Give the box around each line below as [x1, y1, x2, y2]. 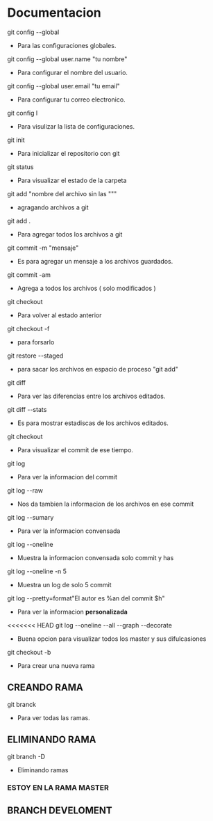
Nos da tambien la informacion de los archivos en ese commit [17, 500, 194, 508]
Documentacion [7, 5, 102, 21]
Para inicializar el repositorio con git [17, 149, 120, 157]
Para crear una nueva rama [17, 661, 95, 669]
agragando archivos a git [17, 203, 89, 212]
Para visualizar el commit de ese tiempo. [17, 445, 134, 454]
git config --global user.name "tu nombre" [7, 54, 128, 63]
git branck [7, 700, 37, 708]
